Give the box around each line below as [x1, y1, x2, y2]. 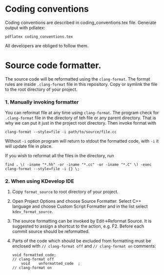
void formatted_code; [12, 253, 56, 257]
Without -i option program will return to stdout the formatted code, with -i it [5, 138, 159, 144]
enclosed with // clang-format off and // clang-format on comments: [12, 243, 156, 249]
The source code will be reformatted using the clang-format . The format [5, 76, 150, 82]
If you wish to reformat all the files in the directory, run [5, 153, 114, 159]
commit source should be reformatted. [12, 229, 90, 234]
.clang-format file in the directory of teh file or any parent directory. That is [5, 115, 156, 121]
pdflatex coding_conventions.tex [5, 34, 73, 39]
